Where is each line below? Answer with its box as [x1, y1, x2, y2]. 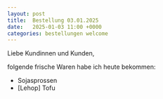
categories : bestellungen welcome [7, 29, 109, 37]
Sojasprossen [17, 77, 58, 85]
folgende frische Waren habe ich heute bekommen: [7, 62, 156, 71]
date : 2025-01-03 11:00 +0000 [7, 23, 102, 30]
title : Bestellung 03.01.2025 [7, 17, 99, 24]
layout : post [7, 10, 46, 18]
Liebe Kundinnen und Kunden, [7, 49, 95, 58]
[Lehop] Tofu [17, 84, 56, 92]
